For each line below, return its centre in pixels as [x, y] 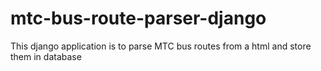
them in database [46, 56]
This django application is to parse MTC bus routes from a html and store [161, 46]
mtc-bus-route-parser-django [138, 18]
